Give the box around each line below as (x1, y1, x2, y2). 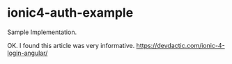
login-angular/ (7, 49, 48, 57)
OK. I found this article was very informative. (7, 41, 135, 49)
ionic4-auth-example (7, 5, 134, 21)
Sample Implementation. (7, 28, 77, 36)
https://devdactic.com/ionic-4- (136, 41, 225, 49)
